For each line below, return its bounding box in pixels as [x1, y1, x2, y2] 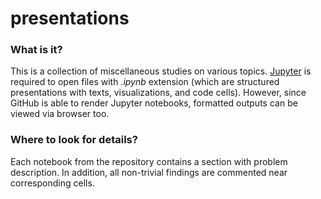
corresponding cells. [10, 177, 95, 189]
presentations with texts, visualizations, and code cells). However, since [10, 87, 307, 99]
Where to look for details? [10, 133, 138, 147]
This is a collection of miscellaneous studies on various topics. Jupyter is [10, 65, 312, 77]
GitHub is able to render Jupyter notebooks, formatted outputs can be [10, 97, 298, 109]
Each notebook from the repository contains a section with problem [10, 155, 288, 167]
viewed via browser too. [10, 108, 110, 120]
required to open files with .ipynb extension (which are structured [10, 76, 280, 88]
